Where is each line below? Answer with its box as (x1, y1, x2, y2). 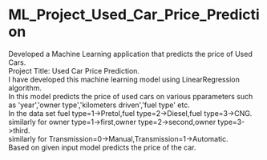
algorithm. (8, 82, 42, 93)
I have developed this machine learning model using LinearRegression (8, 74, 241, 84)
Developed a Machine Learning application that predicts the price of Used (8, 49, 253, 58)
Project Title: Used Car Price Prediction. (8, 66, 140, 75)
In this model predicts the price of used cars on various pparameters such (8, 91, 253, 101)
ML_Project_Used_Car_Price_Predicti (8, 6, 261, 24)
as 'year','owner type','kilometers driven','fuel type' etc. (8, 100, 190, 110)
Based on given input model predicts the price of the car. (8, 142, 196, 152)
